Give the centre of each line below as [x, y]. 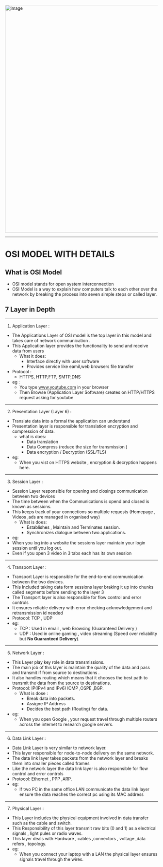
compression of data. [33, 431]
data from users [28, 351]
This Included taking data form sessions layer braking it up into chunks [83, 587]
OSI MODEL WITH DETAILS [60, 254]
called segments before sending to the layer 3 [58, 592]
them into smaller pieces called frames [51, 763]
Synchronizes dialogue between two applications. [76, 532]
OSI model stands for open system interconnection [63, 284]
